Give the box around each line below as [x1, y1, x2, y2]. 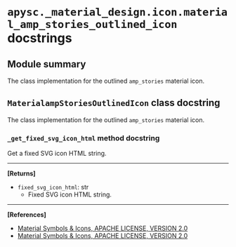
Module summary [7, 58, 86, 70]
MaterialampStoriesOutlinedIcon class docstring [7, 97, 221, 109]
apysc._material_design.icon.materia [7, 6, 228, 19]
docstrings [7, 30, 72, 46]
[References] [7, 211, 47, 219]
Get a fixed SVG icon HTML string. [7, 149, 107, 158]
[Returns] [7, 169, 37, 178]
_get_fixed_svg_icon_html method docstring [7, 133, 160, 142]
